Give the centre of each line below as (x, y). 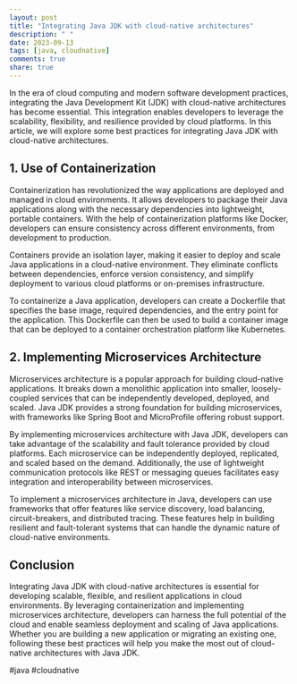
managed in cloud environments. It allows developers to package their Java (148, 199)
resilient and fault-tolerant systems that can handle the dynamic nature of (144, 528)
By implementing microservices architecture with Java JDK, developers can (149, 434)
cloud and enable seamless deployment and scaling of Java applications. (144, 625)
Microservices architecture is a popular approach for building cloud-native (146, 379)
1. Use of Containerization (83, 169)
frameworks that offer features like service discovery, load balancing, (137, 508)
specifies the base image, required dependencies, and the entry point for (144, 310)
